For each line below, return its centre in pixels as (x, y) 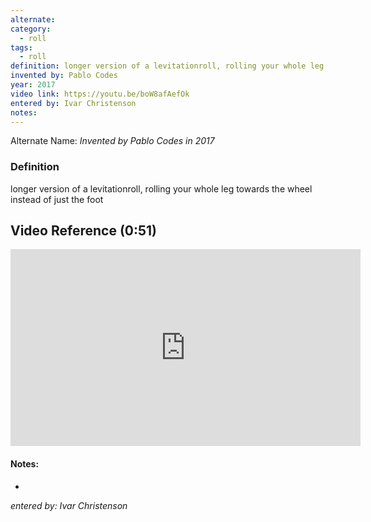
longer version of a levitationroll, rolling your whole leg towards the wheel (161, 188)
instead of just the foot (57, 199)
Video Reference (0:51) (84, 231)
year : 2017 (33, 85)
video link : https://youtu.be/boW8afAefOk (100, 94)
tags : (21, 47)
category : (31, 29)
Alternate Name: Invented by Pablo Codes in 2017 (112, 141)
